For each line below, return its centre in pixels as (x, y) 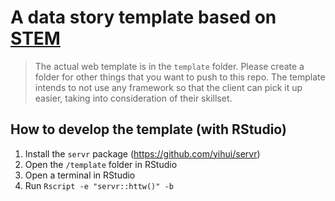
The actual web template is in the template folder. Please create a (169, 66)
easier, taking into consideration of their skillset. (133, 98)
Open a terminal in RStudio (80, 175)
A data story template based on (143, 17)
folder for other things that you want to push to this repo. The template (180, 77)
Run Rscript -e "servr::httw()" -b (99, 185)
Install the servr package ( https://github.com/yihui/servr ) (142, 153)
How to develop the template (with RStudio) (148, 129)
